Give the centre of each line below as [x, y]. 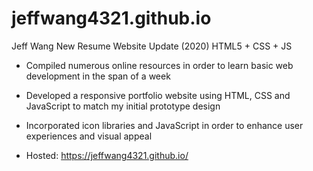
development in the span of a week [98, 76]
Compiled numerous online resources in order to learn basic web [159, 65]
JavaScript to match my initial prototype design [123, 106]
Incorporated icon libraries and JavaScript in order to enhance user [164, 125]
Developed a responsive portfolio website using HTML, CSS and [158, 95]
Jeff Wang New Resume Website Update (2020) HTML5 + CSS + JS [152, 46]
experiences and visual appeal [89, 136]
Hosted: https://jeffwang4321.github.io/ [107, 155]
